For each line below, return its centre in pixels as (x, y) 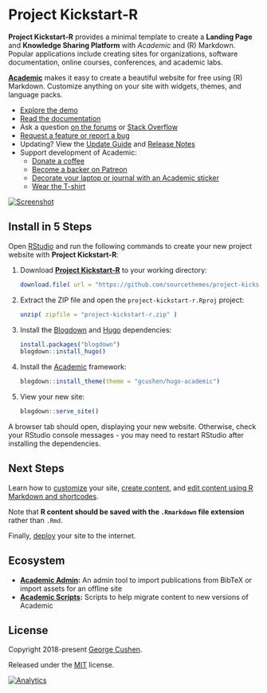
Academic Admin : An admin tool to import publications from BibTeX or (136, 580)
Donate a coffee (58, 160)
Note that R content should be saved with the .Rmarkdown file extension (126, 511)
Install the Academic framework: (73, 367)
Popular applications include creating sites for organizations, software (123, 53)
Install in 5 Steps (50, 227)
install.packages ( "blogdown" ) (70, 345)
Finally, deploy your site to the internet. (72, 535)
